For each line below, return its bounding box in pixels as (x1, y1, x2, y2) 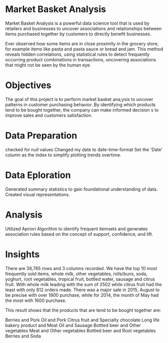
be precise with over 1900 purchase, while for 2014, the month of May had (5, 292, 159, 298)
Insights (5, 248, 40, 260)
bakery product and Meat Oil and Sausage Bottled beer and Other (5, 322, 141, 328)
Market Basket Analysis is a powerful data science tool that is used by (5, 20, 149, 26)
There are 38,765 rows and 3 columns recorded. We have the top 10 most (5, 265, 157, 271)
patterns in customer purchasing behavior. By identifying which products (5, 102, 156, 108)
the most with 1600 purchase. (5, 297, 67, 303)
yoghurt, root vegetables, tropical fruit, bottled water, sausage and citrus (5, 276, 155, 282)
